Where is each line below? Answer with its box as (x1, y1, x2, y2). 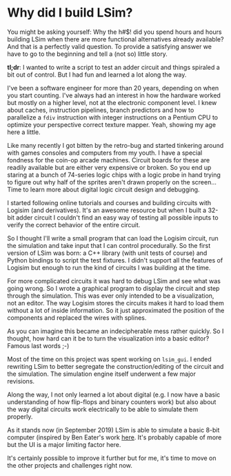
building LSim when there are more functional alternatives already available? (7, 35, 224, 43)
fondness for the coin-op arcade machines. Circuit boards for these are (7, 155, 210, 164)
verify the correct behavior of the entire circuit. (7, 220, 141, 229)
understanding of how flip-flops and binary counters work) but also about (7, 397, 217, 406)
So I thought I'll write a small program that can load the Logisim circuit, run (7, 234, 219, 242)
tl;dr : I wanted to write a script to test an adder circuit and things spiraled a (7, 63, 221, 71)
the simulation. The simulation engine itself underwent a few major (7, 370, 197, 378)
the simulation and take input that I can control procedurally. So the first (7, 241, 211, 249)
